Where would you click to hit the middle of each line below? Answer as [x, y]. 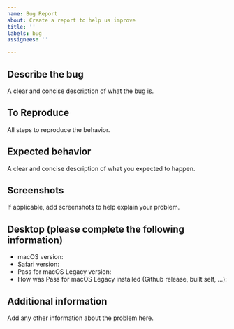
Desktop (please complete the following [96, 229]
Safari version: [38, 264]
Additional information [57, 301]
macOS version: [41, 257]
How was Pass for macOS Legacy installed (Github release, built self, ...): [122, 279]
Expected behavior [49, 152]
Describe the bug [45, 74]
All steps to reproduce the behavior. [59, 129]
